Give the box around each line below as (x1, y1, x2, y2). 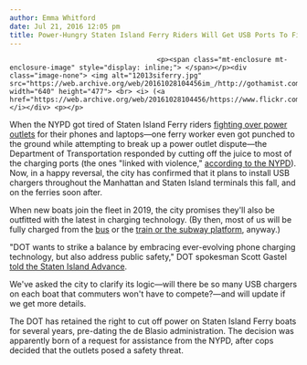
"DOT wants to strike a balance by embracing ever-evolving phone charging (9, 242, 296, 253)
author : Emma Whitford (9, 13, 96, 23)
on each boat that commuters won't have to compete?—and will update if (9, 288, 286, 299)
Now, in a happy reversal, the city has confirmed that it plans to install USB (9, 168, 291, 179)
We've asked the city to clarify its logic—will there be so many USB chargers (9, 279, 298, 290)
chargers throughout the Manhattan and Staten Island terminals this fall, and (9, 177, 296, 188)
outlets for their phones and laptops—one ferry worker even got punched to (9, 129, 295, 140)
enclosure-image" (9, 63, 76, 73)
